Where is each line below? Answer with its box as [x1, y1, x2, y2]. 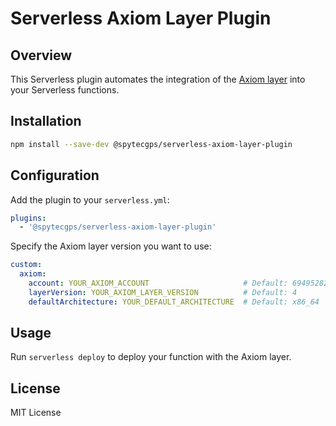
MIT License [10, 407, 62, 419]
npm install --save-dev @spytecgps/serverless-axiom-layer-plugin [10, 139, 293, 149]
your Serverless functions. [10, 84, 120, 96]
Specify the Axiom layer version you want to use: [10, 240, 212, 252]
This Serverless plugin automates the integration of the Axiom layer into [10, 73, 306, 85]
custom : [10, 260, 43, 270]
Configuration [10, 167, 100, 184]
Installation [10, 113, 82, 130]
